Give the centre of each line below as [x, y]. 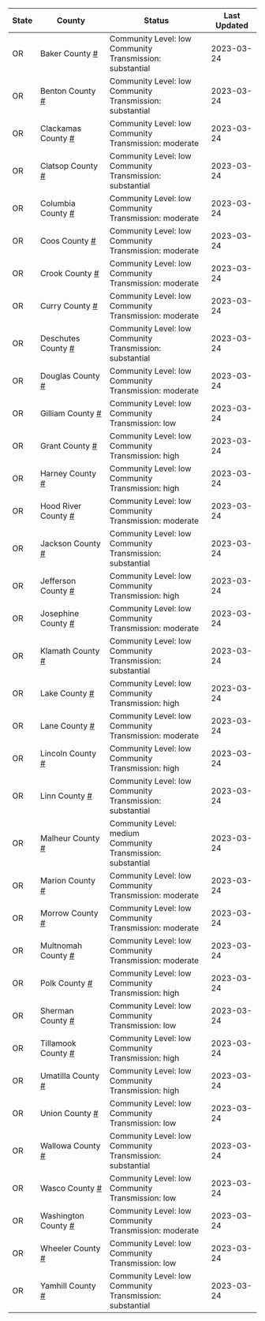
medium [125, 833]
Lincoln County [68, 754]
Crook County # [69, 273]
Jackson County [70, 543]
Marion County [68, 881]
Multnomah [61, 946]
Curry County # [69, 306]
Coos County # [68, 241]
